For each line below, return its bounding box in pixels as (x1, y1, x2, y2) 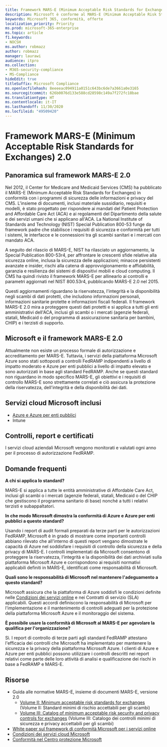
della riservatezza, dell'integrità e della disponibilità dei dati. (5, 384, 128, 390)
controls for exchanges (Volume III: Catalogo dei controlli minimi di (19, 715, 156, 721)
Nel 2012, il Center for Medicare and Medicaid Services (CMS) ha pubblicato (5, 184, 162, 190)
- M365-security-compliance (5, 68, 64, 73)
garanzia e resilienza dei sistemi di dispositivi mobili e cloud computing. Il (5, 268, 155, 274)
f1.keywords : (5, 35, 32, 40)
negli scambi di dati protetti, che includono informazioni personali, (5, 293, 141, 299)
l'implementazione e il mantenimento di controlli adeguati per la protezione (5, 605, 158, 611)
